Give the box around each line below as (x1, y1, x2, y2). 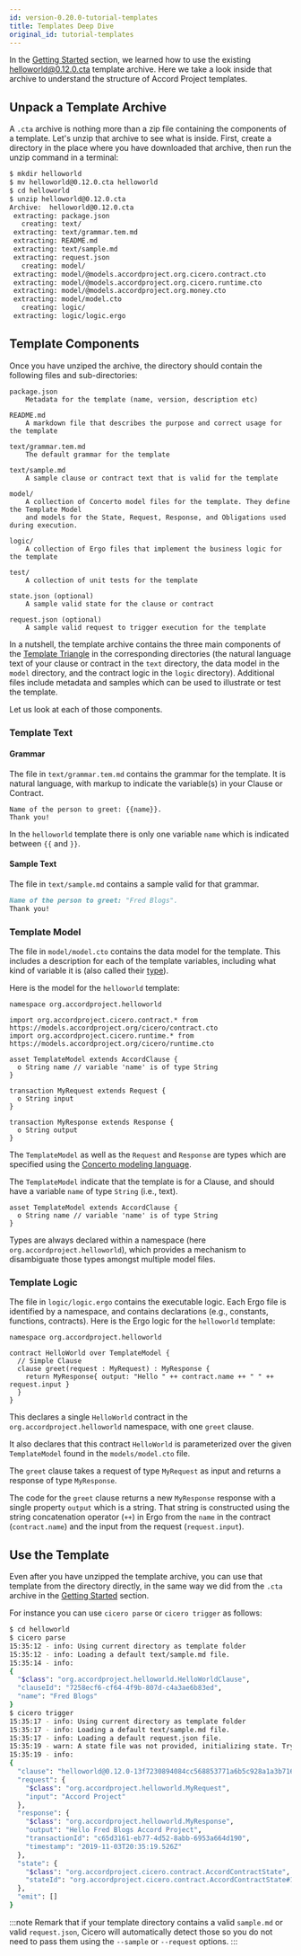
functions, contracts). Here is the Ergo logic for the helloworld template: (9, 1315, 276, 1326)
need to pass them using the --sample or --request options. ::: (9, 1935, 238, 1946)
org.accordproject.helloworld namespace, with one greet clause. (9, 1421, 254, 1432)
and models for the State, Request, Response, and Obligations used (25, 513, 287, 522)
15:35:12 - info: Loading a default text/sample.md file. (9, 1650, 230, 1659)
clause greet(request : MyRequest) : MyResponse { (17, 1365, 211, 1374)
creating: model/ (21, 261, 87, 270)
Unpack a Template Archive (9, 100, 168, 115)
